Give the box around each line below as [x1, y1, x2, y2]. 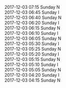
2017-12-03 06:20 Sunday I [4, 20, 59, 26]
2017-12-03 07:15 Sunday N [4, 4, 60, 10]
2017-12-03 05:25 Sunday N [4, 46, 61, 52]
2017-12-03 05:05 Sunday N [4, 67, 61, 73]
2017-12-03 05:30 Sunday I [4, 41, 59, 46]
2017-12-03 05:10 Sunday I [4, 61, 59, 67]
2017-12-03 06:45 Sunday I [4, 9, 59, 15]
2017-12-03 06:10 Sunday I [4, 30, 59, 36]
